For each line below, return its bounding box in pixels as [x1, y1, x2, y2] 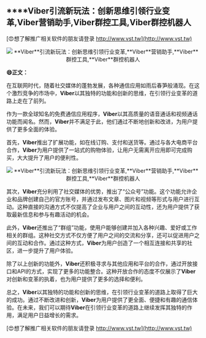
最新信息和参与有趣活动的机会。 [11, 211, 93, 218]
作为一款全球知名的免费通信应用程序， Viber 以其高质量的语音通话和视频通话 [6, 110, 198, 117]
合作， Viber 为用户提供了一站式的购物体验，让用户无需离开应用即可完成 [6, 146, 188, 154]
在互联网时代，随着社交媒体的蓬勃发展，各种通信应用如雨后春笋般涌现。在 [6, 82, 194, 89]
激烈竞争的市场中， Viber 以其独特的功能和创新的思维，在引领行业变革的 [11, 89, 193, 96]
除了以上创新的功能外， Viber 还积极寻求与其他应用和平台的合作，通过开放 [6, 260, 193, 267]
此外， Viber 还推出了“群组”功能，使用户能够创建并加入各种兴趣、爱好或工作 [6, 224, 197, 231]
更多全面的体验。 [17, 125, 60, 133]
